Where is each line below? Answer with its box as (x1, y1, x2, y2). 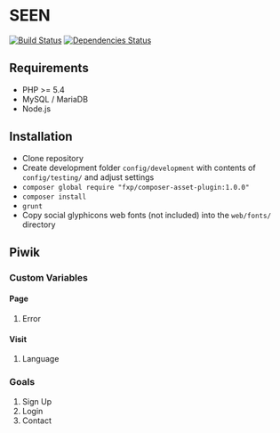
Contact (21, 415, 52, 426)
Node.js (21, 103, 52, 114)
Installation (9, 129, 73, 144)
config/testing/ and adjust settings (21, 171, 155, 183)
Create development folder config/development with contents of (21, 162, 256, 173)
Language (21, 354, 60, 364)
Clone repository (21, 152, 84, 163)
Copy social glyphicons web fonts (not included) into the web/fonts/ (21, 209, 272, 220)
